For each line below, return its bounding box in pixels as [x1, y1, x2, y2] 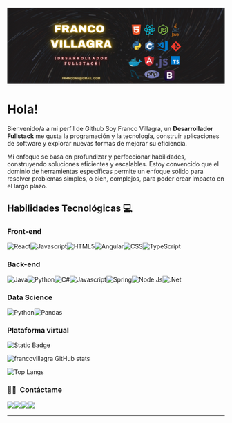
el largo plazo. [7, 181, 48, 190]
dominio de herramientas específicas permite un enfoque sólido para [7, 167, 204, 175]
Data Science [7, 293, 53, 302]
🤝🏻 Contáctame [7, 385, 62, 395]
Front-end [7, 226, 42, 236]
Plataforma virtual [7, 325, 69, 335]
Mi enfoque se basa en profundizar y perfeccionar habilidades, [7, 153, 186, 161]
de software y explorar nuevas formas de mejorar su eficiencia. [7, 139, 188, 147]
